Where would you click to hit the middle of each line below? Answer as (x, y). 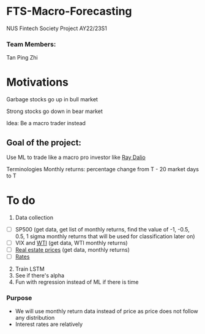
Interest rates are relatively (49, 324)
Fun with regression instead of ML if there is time (77, 282)
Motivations (37, 83)
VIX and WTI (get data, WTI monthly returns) (71, 243)
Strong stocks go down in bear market (54, 111)
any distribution (35, 318)
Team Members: (31, 44)
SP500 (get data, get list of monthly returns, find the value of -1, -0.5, (102, 229)
